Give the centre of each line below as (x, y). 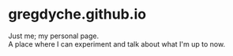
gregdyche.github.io (77, 14)
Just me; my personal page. (54, 36)
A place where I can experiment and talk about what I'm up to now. (117, 44)
